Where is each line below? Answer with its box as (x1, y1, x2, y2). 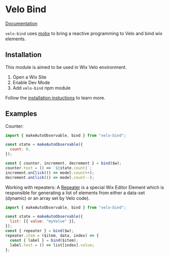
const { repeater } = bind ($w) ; (5, 228, 74, 234)
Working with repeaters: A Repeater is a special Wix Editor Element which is (5, 184, 164, 190)
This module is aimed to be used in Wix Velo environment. (5, 64, 127, 70)
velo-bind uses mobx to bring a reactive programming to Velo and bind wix (5, 30, 163, 36)
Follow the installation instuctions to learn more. (5, 94, 105, 100)
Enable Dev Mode (12, 79, 50, 85)
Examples (5, 110, 37, 118)
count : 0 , (10, 147, 31, 152)
